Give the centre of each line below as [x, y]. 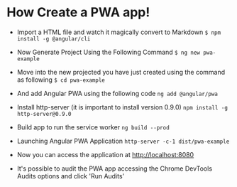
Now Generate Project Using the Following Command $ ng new [108, 52]
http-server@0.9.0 [44, 114]
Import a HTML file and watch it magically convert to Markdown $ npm [119, 32]
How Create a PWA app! [78, 12]
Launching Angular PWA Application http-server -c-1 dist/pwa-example [123, 141]
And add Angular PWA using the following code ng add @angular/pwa [117, 93]
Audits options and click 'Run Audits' [71, 176]
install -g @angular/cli [54, 39]
